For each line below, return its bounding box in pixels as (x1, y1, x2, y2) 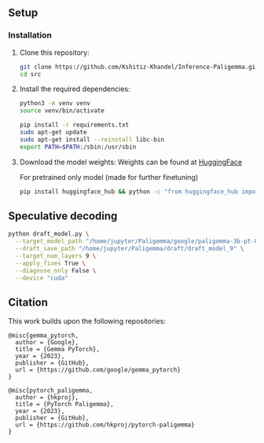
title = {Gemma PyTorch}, (15, 346, 101, 353)
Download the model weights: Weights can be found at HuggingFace (19, 157, 242, 167)
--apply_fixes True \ (15, 259, 86, 267)
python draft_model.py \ (8, 230, 90, 238)
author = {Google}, (15, 339, 79, 346)
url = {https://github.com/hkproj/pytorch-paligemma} (15, 421, 195, 429)
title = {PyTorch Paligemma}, (15, 401, 114, 408)
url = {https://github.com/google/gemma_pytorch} (15, 366, 181, 374)
